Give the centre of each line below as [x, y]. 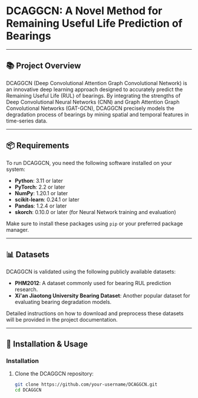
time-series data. [27, 121]
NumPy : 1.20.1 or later [41, 193]
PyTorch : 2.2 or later [40, 187]
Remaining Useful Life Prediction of [94, 23]
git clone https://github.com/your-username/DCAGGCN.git [86, 385]
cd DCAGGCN [28, 390]
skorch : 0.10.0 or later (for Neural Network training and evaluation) [95, 212]
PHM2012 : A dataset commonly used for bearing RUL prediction [93, 283]
